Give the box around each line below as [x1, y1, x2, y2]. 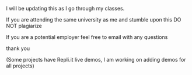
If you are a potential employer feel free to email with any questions [6, 34, 168, 40]
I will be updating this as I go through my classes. [6, 5, 125, 12]
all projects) [6, 62, 35, 69]
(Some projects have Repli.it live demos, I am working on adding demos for [6, 56, 186, 63]
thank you [6, 45, 30, 52]
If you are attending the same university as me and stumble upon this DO [6, 16, 181, 23]
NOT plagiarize [6, 23, 42, 29]
